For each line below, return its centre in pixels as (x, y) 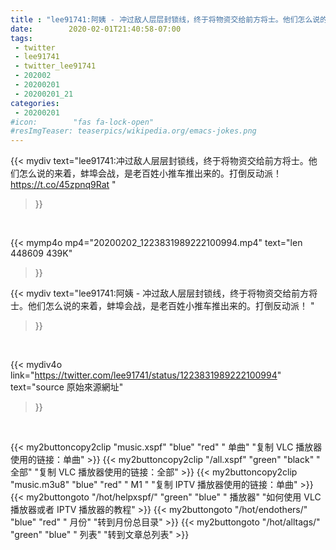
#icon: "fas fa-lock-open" (82, 122)
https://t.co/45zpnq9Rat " (63, 185)
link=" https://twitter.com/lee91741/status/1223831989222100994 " (146, 375)
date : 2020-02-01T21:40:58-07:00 (96, 29)
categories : (35, 103)
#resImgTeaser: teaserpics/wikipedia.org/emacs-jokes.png (133, 131)
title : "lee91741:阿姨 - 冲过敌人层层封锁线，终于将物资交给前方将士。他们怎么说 (165, 19)
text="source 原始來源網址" (67, 387)
